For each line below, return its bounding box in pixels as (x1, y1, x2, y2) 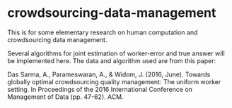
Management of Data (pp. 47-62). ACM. (7, 93, 124, 101)
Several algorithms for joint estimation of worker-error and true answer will (7, 49, 225, 58)
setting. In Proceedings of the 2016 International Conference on (7, 85, 193, 93)
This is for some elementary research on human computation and (7, 28, 198, 36)
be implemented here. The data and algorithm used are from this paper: (7, 56, 216, 65)
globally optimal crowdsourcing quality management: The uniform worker (7, 77, 221, 86)
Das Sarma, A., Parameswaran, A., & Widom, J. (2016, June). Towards (7, 70, 211, 79)
